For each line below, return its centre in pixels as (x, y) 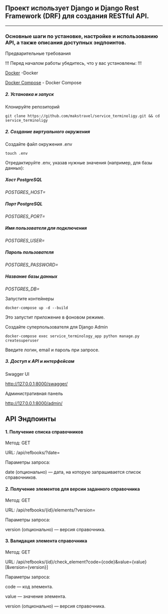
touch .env (16, 153)
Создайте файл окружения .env (39, 144)
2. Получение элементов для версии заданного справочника (72, 489)
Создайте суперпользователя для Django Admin (57, 327)
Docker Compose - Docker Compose (43, 83)
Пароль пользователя (29, 252)
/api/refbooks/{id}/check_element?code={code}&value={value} (81, 562)
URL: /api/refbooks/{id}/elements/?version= (50, 510)
